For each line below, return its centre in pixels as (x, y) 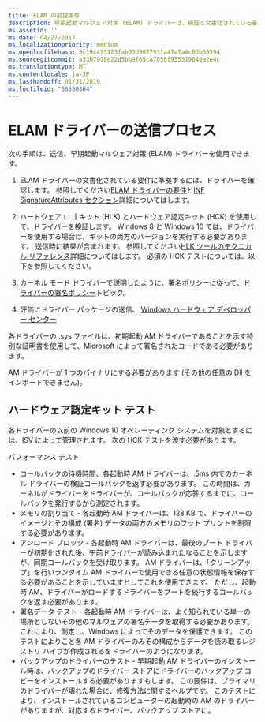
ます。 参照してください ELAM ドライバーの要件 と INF (119, 190)
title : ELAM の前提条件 (44, 15)
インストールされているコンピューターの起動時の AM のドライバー (147, 701)
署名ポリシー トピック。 (92, 293)
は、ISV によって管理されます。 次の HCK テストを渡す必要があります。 (124, 440)
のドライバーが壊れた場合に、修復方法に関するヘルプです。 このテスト (134, 690)
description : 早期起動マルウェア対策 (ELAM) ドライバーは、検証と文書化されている (130, 23)
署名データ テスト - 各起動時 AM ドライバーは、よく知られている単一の (135, 612)
